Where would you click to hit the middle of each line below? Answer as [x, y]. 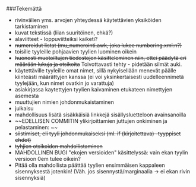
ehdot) [23, 140]
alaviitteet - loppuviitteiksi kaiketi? [56, 39]
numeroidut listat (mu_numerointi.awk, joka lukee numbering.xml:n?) [98, 45]
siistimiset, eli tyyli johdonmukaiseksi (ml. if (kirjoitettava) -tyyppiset [98, 134]
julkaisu [24, 108]
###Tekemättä [24, 9]
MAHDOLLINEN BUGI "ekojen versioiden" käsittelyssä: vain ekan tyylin [101, 153]
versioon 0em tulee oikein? [48, 159]
